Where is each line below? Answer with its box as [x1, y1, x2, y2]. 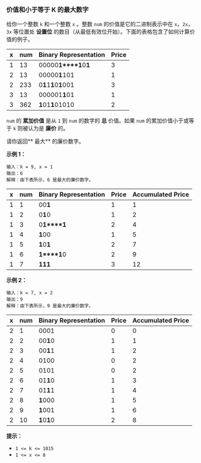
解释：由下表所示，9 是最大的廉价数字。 [6, 303, 94, 309]
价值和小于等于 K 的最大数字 [6, 5, 89, 13]
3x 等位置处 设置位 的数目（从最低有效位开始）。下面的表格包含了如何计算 [6, 28, 190, 35]
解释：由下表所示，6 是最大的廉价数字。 [6, 177, 94, 183]
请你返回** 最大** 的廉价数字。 [6, 137, 84, 145]
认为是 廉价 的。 [28, 125, 69, 132]
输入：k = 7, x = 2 [6, 290, 53, 296]
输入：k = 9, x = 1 [6, 164, 53, 170]
